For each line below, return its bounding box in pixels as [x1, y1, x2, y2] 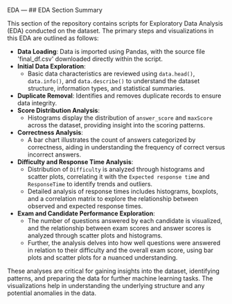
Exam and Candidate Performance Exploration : [17, 209, 156, 217]
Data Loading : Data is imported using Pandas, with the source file [17, 48, 206, 55]
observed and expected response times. [27, 202, 143, 210]
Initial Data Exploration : [17, 62, 87, 70]
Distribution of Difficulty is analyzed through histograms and [27, 166, 205, 173]
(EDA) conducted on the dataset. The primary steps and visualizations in [7, 27, 214, 35]
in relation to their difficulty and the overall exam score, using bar [27, 246, 213, 254]
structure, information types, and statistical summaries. [27, 84, 186, 92]
